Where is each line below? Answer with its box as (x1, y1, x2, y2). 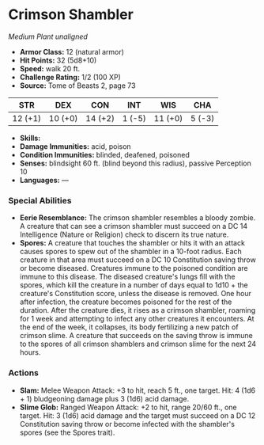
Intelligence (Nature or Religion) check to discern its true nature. (19, 230, 229, 239)
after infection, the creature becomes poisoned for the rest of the (19, 297, 232, 306)
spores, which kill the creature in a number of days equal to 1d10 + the (19, 280, 249, 290)
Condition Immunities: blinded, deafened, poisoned (19, 150, 190, 159)
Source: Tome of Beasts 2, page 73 (19, 81, 136, 90)
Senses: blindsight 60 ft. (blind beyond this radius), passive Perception (19, 158, 251, 168)
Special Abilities (8, 195, 72, 206)
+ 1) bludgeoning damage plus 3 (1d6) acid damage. (19, 394, 190, 403)
